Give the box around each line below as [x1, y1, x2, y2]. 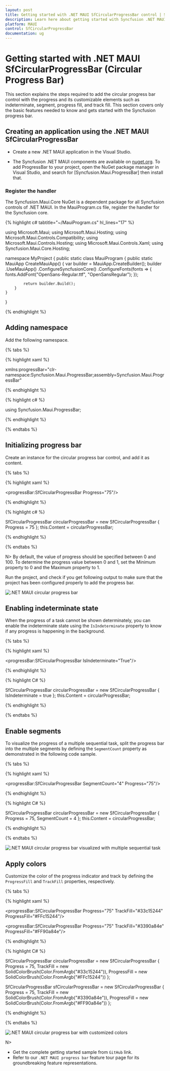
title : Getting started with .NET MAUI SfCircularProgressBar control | [5, 12, 162, 17]
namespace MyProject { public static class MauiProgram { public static [5, 255, 153, 262]
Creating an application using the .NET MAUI [5, 127, 149, 136]
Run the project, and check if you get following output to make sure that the [5, 574, 163, 580]
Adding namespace [5, 323, 68, 332]
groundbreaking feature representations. [12, 1060, 98, 1066]
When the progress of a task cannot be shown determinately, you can [5, 617, 151, 623]
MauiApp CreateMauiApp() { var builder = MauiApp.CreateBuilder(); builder [5, 261, 162, 267]
